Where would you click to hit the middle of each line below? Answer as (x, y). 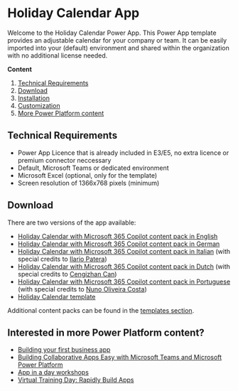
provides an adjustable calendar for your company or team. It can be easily (117, 40)
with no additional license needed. (58, 55)
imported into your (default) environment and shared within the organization (118, 48)
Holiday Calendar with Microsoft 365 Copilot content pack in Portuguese (124, 282)
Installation (34, 98)
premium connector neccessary (64, 160)
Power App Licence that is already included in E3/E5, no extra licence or (123, 152)
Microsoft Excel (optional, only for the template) (87, 175)
